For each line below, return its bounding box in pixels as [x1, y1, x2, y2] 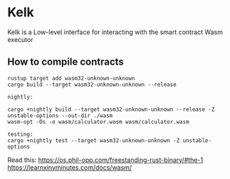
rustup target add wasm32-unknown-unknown [7, 75, 135, 82]
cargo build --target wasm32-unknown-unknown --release [7, 81, 177, 88]
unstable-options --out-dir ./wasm [7, 112, 113, 119]
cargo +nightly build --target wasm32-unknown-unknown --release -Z [7, 106, 215, 113]
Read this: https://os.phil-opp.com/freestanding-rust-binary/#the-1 [7, 156, 204, 164]
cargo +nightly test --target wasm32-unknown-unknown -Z [7, 136, 180, 144]
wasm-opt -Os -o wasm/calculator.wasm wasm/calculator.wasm [7, 118, 190, 125]
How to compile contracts [7, 56, 125, 68]
